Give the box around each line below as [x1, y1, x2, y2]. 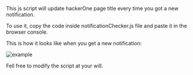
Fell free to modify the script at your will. [6, 62, 104, 69]
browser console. [6, 28, 49, 35]
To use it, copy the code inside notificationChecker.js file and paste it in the [6, 23, 187, 29]
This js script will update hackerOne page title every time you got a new [6, 5, 179, 12]
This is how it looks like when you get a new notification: [6, 40, 142, 47]
